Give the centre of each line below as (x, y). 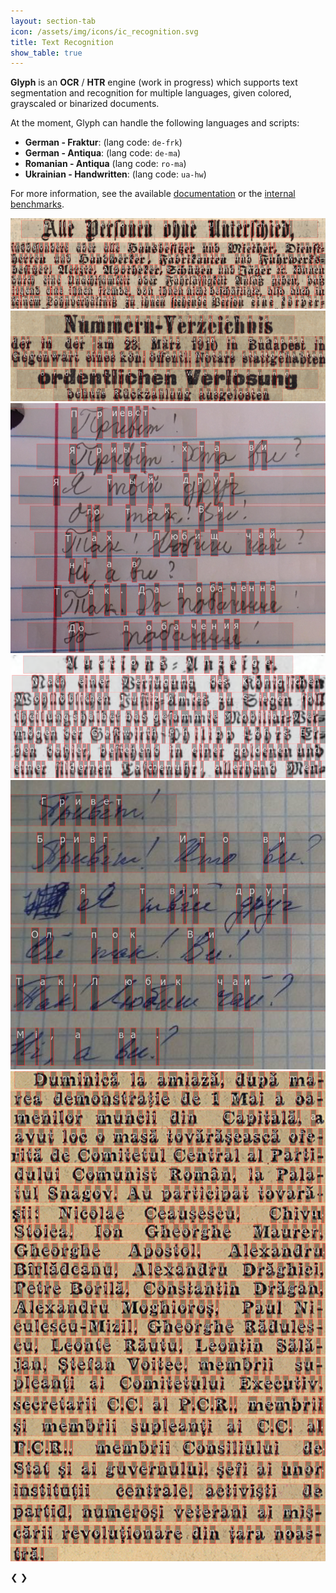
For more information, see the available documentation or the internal (153, 194)
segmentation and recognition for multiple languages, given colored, (151, 93)
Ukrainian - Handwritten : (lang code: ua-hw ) (115, 174)
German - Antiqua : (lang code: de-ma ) (103, 153)
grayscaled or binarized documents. (85, 104)
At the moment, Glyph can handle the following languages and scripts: (155, 123)
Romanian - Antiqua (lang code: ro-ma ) (105, 164)
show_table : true (46, 53)
